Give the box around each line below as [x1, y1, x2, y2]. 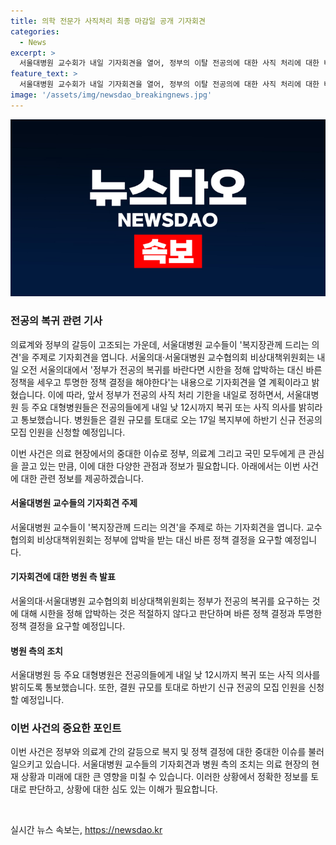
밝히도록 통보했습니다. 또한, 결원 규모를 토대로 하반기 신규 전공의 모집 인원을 [10, 681, 307, 694]
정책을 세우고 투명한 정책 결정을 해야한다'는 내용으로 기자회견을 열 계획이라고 [10, 376, 310, 388]
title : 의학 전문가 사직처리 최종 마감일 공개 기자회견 [10, 16, 206, 26]
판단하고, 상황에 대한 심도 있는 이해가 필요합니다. [28, 783, 218, 795]
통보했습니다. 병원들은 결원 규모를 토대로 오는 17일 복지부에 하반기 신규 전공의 [20, 413, 323, 425]
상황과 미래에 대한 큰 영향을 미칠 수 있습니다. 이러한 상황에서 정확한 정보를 [20, 771, 309, 783]
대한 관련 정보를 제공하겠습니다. [20, 472, 144, 484]
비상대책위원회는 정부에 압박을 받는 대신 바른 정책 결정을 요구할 [36, 533, 283, 545]
